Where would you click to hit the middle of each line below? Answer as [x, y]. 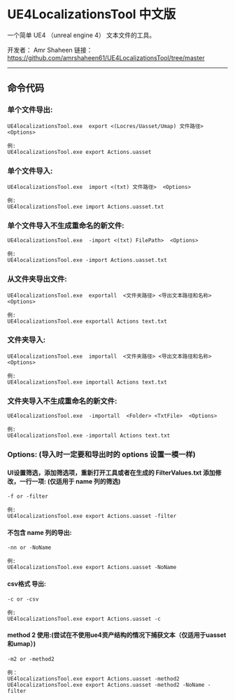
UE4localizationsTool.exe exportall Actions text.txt [87, 321]
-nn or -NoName [29, 548]
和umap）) [22, 644]
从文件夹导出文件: [37, 279]
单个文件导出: [30, 110]
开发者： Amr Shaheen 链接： [50, 50]
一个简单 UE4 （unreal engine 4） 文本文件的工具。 [81, 35]
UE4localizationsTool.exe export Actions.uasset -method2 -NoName [106, 685]
